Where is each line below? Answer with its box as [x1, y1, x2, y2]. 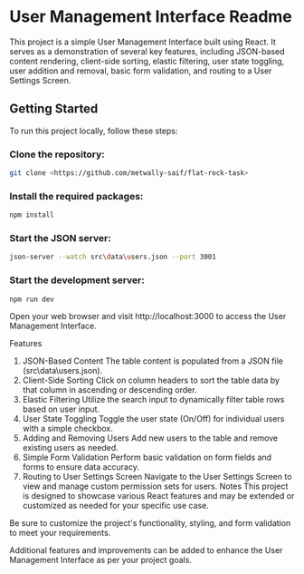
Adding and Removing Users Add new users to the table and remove [22, 433, 279, 443]
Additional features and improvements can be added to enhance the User [9, 545, 283, 556]
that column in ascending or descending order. [22, 384, 197, 395]
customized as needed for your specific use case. [22, 501, 210, 511]
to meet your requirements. [9, 528, 111, 539]
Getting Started [9, 102, 99, 117]
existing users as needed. [22, 443, 119, 453]
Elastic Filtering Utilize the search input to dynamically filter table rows [22, 394, 285, 405]
